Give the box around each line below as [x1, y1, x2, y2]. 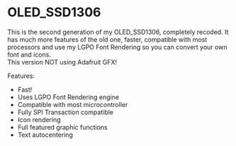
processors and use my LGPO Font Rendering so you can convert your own [7, 43, 227, 51]
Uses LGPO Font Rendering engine [17, 93, 119, 101]
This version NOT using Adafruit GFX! [7, 57, 118, 66]
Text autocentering [17, 130, 73, 139]
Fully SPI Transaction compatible [17, 108, 113, 116]
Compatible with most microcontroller [17, 100, 128, 108]
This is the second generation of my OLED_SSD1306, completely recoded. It [7, 28, 229, 36]
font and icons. [7, 50, 52, 59]
